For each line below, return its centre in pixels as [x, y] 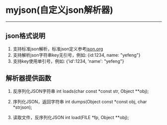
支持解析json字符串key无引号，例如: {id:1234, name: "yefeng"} [77, 55]
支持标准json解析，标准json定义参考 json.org [58, 49]
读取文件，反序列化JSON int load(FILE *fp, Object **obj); [71, 117]
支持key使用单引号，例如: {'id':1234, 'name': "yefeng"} [68, 61]
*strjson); [23, 107]
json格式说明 [26, 36]
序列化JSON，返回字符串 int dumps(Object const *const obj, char [80, 101]
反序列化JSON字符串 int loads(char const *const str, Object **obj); [81, 91]
